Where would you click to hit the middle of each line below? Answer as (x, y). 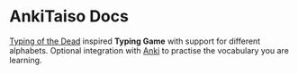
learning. (26, 60)
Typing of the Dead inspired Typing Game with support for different (135, 41)
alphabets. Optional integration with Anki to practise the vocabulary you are (149, 50)
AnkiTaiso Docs (69, 16)
